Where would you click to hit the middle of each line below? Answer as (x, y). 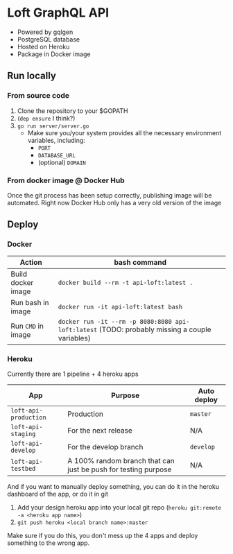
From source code (38, 96)
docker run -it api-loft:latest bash (120, 307)
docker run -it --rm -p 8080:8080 (115, 321)
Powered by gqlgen (45, 32)
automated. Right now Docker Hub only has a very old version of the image (114, 202)
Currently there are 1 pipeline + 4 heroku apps (73, 374)
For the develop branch (105, 447)
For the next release (100, 430)
